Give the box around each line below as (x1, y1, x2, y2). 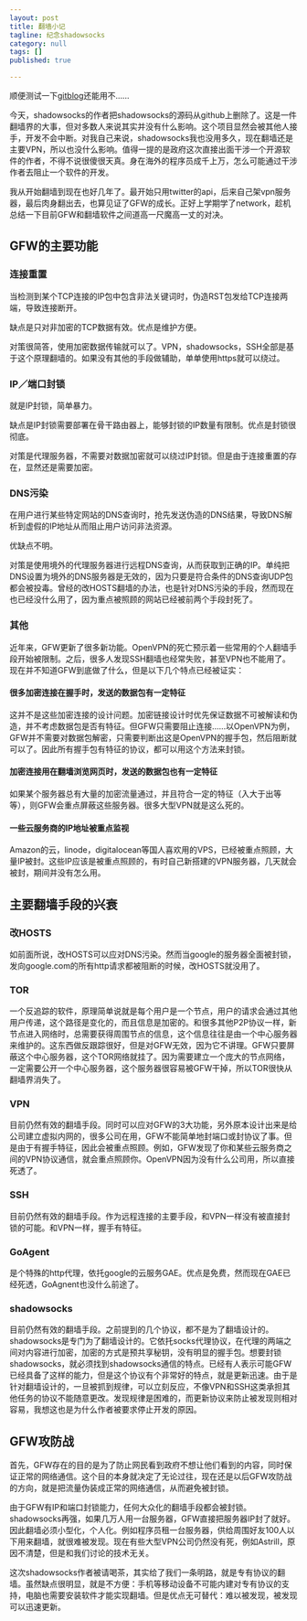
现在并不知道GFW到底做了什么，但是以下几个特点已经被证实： (9, 664, 245, 675)
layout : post (9, 13, 59, 23)
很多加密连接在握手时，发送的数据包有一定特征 (9, 687, 185, 698)
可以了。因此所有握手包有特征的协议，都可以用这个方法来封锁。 (9, 743, 249, 755)
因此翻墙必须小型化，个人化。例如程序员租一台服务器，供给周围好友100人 (9, 1525, 288, 1536)
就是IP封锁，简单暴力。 (9, 400, 98, 411)
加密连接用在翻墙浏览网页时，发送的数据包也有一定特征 (9, 766, 217, 778)
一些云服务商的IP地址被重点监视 (9, 822, 130, 833)
